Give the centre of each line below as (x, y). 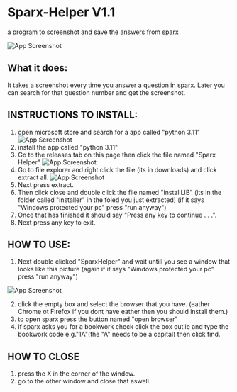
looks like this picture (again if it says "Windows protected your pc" (116, 269)
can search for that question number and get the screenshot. (97, 92)
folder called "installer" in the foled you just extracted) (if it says (111, 200)
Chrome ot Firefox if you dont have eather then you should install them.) (123, 312)
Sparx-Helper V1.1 (61, 12)
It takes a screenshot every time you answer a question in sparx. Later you (116, 85)
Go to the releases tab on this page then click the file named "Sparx (117, 155)
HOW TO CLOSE (44, 356)
